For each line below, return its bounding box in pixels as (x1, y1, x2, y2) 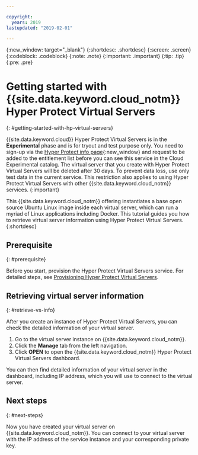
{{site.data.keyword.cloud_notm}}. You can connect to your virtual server (6, 429, 185, 436)
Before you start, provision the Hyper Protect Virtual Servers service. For (6, 267, 184, 274)
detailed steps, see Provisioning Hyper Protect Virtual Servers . (6, 274, 159, 281)
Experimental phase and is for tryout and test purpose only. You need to (6, 142, 184, 149)
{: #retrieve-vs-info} (6, 306, 55, 313)
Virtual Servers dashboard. (14, 354, 81, 361)
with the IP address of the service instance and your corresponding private (6, 435, 190, 443)
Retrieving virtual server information (6, 291, 144, 301)
